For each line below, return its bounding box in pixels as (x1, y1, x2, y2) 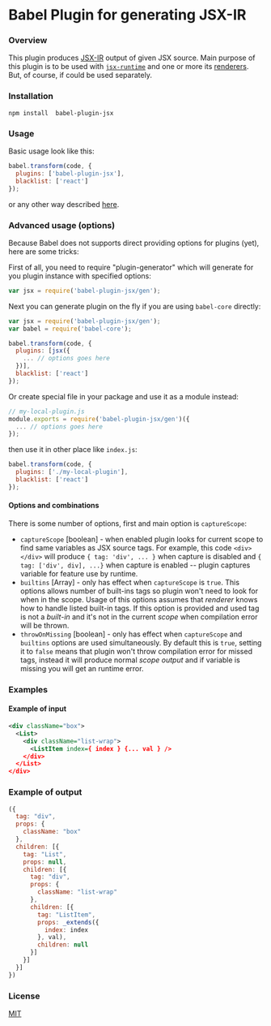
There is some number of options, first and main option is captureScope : (8, 518, 248, 528)
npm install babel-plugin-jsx (8, 109, 114, 117)
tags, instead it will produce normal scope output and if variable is (19, 655, 240, 665)
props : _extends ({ (37, 918, 100, 926)
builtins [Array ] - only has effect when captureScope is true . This (19, 577, 240, 587)
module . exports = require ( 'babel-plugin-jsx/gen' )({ (8, 415, 190, 423)
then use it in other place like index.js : (8, 445, 138, 455)
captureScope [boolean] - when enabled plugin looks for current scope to (19, 534, 264, 544)
